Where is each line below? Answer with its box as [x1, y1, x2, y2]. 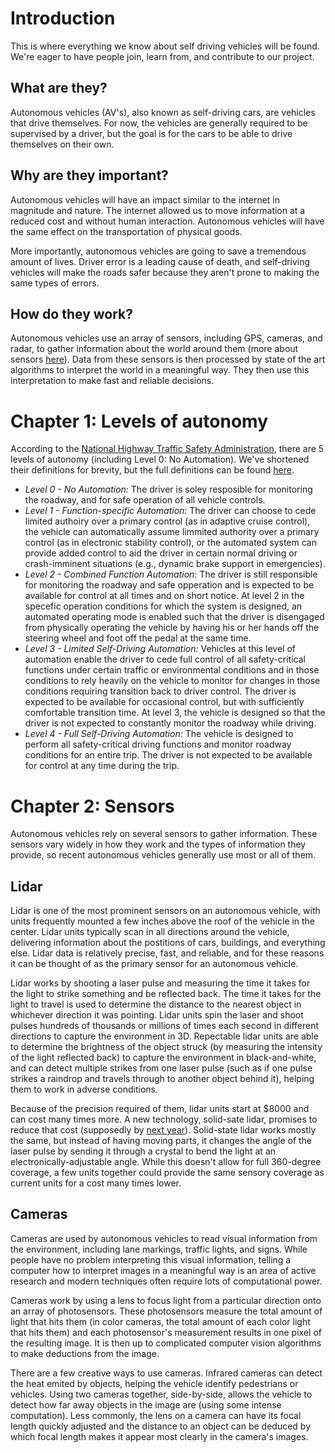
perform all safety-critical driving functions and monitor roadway [24, 738, 292, 751]
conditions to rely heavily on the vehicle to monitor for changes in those [24, 675, 321, 687]
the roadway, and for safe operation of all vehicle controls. [24, 494, 266, 506]
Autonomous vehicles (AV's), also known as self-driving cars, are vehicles [10, 106, 316, 118]
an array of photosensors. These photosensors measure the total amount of [10, 1305, 323, 1317]
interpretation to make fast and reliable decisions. [10, 375, 215, 387]
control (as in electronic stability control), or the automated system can [24, 537, 317, 549]
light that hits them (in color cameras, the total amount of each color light [10, 1315, 311, 1327]
